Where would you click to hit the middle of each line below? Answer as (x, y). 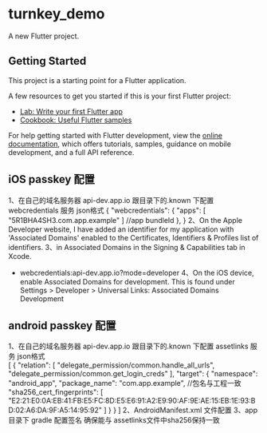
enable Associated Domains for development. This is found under (127, 281)
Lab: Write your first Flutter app (71, 111)
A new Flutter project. (44, 36)
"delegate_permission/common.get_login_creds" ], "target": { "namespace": (133, 374)
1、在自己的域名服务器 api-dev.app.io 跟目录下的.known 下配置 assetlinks (128, 346)
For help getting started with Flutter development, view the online (116, 135)
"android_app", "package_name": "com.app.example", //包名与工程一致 (125, 383)
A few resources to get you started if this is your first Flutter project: (120, 96)
